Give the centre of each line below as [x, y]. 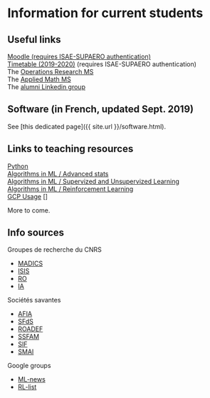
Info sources [36, 233]
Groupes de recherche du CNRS [54, 250]
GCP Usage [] [28, 196]
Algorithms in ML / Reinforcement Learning [70, 189]
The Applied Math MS [39, 79]
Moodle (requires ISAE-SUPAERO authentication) [79, 56]
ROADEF [30, 329]
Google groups [29, 366]
